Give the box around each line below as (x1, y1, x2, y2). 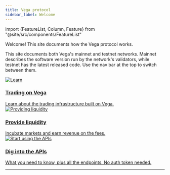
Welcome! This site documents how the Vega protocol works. (5, 41, 133, 47)
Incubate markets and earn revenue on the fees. (5, 130, 106, 136)
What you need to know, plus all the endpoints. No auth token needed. (5, 159, 152, 165)
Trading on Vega (5, 89, 47, 96)
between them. (5, 67, 37, 73)
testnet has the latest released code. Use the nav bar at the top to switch (5, 62, 157, 68)
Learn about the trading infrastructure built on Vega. (5, 100, 114, 106)
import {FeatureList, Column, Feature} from (5, 26, 95, 32)
